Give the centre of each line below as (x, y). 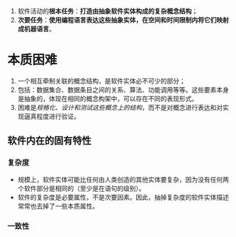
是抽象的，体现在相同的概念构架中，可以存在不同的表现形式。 (108, 98)
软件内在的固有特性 (49, 141)
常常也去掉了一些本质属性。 (58, 206)
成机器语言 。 (36, 29)
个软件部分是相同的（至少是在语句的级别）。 (81, 188)
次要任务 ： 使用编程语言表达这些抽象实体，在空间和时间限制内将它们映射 (123, 20)
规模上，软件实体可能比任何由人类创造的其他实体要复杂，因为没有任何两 (123, 179)
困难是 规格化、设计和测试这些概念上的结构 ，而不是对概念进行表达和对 (120, 107)
